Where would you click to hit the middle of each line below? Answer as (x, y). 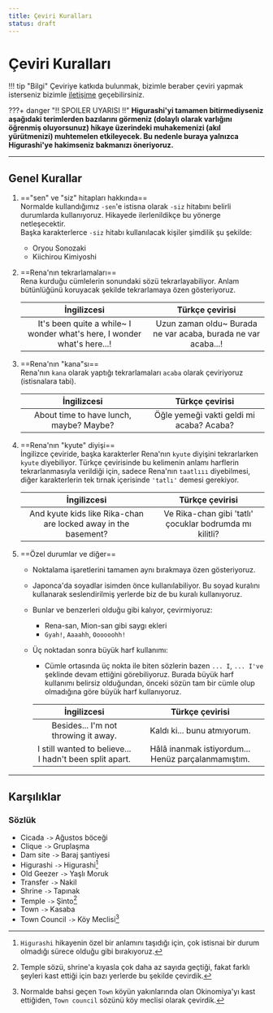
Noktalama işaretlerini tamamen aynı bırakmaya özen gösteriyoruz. (144, 570)
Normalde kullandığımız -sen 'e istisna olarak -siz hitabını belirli (126, 207)
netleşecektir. (43, 224)
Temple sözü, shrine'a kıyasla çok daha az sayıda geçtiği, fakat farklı (135, 967)
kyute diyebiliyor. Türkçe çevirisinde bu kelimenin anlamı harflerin (130, 463)
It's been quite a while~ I (84, 324)
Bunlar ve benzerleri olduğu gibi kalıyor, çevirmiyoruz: (122, 610)
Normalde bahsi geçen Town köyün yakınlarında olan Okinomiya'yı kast (138, 991)
